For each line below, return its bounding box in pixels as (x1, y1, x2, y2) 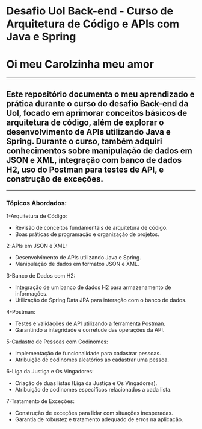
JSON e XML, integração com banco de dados (6, 155, 182, 165)
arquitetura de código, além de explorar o (6, 117, 164, 127)
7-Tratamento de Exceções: (6, 398, 75, 405)
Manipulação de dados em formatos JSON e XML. (14, 261, 139, 268)
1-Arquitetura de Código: (6, 212, 67, 220)
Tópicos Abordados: (6, 199, 67, 207)
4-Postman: (6, 308, 36, 316)
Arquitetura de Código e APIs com (6, 17, 179, 31)
